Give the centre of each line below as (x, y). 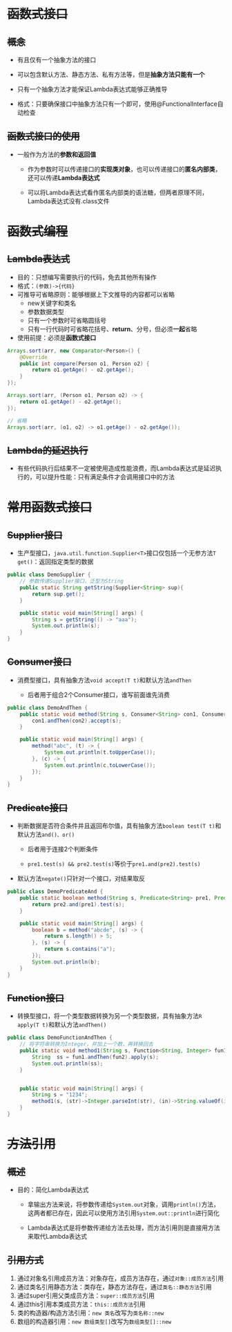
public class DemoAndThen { (48, 707)
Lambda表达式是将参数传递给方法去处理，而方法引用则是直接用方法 (124, 1228)
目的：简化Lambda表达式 (53, 1190)
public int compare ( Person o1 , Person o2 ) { (85, 364)
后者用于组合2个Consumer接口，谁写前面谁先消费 (99, 694)
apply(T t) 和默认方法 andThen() (62, 1025)
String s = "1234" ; (60, 1095)
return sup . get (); (58, 594)
